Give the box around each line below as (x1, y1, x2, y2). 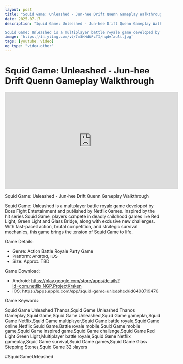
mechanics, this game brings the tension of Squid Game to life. (5, 229, 133, 235)
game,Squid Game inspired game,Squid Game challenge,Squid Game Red (5, 328, 155, 334)
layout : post (5, 7, 32, 12)
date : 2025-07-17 (5, 16, 41, 21)
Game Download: (5, 268, 40, 274)
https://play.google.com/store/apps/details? (31, 277, 120, 284)
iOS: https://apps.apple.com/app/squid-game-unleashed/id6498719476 (12, 288, 159, 294)
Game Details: (5, 238, 34, 244)
